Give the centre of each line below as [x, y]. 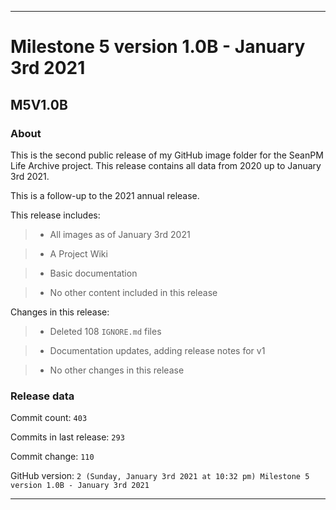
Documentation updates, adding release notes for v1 [157, 350]
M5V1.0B [39, 104]
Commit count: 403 [49, 418]
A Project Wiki [78, 253]
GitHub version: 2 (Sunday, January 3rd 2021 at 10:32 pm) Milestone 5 [160, 476]
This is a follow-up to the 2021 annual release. [105, 195]
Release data [42, 396]
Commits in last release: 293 [67, 437]
